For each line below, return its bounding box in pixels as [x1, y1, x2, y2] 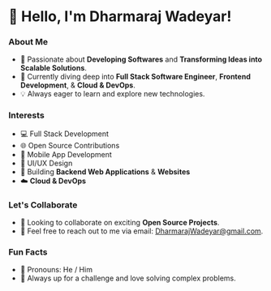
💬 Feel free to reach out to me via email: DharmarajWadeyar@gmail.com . [19, 226, 264, 236]
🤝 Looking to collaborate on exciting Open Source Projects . [19, 218, 220, 228]
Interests [8, 109, 45, 121]
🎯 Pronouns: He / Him [19, 265, 93, 275]
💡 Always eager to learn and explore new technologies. [19, 89, 205, 99]
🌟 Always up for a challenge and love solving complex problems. [19, 273, 237, 283]
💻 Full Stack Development [19, 129, 110, 139]
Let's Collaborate [8, 199, 78, 210]
